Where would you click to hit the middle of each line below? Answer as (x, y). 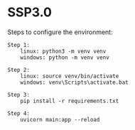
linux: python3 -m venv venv (63, 51)
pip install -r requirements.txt (70, 101)
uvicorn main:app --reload (60, 119)
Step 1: (19, 45)
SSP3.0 (29, 12)
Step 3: (19, 94)
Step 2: (19, 70)
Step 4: (19, 113)
